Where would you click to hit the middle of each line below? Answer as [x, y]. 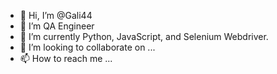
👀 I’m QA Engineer [57, 26]
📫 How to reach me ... [66, 58]
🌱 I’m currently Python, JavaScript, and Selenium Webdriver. [144, 36]
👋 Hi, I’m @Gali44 [56, 15]
